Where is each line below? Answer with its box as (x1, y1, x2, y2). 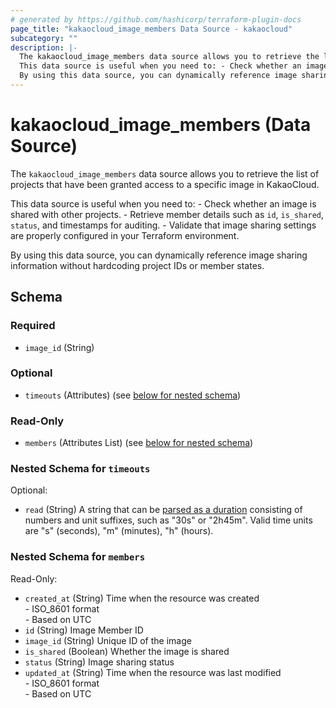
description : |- (10, 42, 78, 53)
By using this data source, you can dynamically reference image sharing (10, 249, 308, 261)
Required (10, 319, 56, 333)
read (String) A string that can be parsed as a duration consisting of (24, 504, 303, 516)
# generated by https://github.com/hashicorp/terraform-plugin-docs (10, 14, 302, 25)
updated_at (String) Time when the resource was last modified (24, 666, 282, 678)
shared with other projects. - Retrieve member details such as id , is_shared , (10, 208, 325, 220)
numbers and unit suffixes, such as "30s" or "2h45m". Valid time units (24, 514, 313, 526)
